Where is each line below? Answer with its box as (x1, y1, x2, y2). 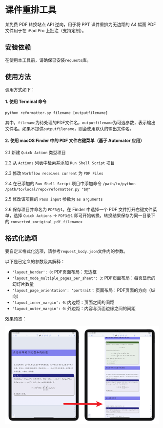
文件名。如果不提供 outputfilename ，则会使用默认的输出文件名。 (5, 125, 134, 132)
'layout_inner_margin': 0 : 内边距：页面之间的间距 (12, 299, 115, 305)
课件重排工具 (5, 4, 57, 16)
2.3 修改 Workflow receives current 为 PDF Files (5, 170, 104, 176)
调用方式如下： (5, 86, 35, 93)
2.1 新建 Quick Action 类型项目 (5, 149, 66, 155)
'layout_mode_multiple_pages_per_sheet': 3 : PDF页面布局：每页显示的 (12, 275, 156, 281)
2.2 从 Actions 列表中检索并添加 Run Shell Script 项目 (5, 159, 115, 166)
